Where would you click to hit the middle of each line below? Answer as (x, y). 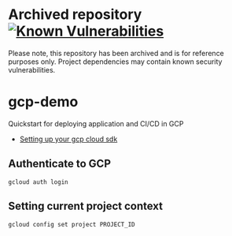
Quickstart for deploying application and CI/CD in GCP (96, 123)
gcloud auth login (38, 182)
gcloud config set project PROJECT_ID (72, 224)
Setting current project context (86, 206)
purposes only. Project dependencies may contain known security (115, 62)
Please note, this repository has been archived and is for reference (116, 53)
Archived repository (75, 15)
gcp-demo (43, 102)
